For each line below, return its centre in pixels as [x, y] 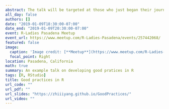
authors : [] [18, 19]
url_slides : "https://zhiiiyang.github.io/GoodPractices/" [68, 94]
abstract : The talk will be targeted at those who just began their [78, 10]
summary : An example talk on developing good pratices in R [70, 71]
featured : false [22, 43]
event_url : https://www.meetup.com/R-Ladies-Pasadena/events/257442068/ [83, 38]
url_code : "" [19, 84]
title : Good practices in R [35, 80]
